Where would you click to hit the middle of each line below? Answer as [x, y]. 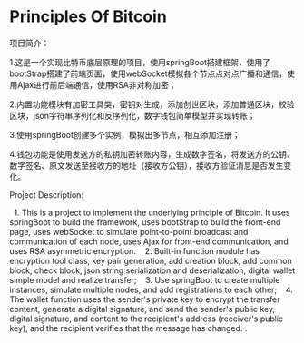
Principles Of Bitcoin [88, 17]
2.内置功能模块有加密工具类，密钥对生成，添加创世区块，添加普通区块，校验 [152, 104]
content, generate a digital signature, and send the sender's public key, [142, 309]
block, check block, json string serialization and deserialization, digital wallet [152, 270]
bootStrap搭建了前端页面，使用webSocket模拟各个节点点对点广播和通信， [148, 73]
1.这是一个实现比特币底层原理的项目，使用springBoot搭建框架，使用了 [140, 62]
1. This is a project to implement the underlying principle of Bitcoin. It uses [152, 212]
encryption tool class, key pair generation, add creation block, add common [151, 260]
